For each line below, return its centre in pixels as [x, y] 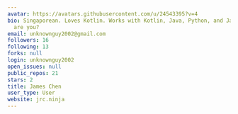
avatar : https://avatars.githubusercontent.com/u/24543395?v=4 [103, 14]
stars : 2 [20, 80]
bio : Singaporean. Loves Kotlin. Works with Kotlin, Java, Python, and [115, 21]
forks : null [25, 54]
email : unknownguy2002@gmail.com [57, 34]
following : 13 [28, 47]
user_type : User [31, 93]
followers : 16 [28, 40]
